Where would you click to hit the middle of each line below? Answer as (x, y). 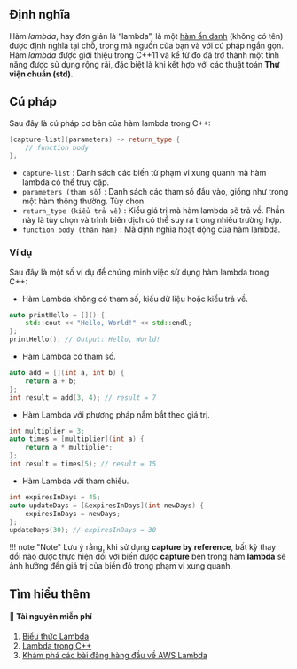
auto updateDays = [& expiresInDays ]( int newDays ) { (106, 506)
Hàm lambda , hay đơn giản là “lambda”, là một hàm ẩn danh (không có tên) (146, 36)
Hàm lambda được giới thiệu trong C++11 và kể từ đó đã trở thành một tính (144, 55)
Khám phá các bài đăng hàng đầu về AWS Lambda (115, 655)
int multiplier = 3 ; (47, 431)
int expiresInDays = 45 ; (55, 497)
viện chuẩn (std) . (41, 74)
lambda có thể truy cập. (66, 182)
